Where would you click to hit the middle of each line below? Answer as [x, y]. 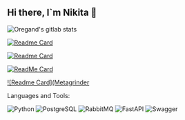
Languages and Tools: [39, 95]
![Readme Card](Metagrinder [48, 82]
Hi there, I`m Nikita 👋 [52, 13]
